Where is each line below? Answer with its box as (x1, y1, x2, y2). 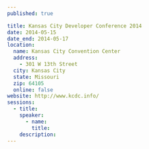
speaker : (19, 112, 44, 119)
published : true (7, 10, 53, 17)
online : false (13, 87, 53, 93)
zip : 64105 (13, 80, 44, 87)
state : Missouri (13, 73, 59, 80)
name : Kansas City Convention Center (13, 48, 121, 55)
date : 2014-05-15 (7, 29, 57, 36)
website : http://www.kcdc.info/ (7, 93, 99, 100)
